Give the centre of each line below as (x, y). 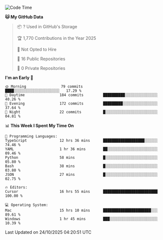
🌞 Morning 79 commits (44, 86)
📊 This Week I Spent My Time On (39, 126)
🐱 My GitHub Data (24, 17)
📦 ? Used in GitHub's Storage (47, 26)
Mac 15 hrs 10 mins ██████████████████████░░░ (81, 210)
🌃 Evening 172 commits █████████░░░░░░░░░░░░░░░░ (81, 103)
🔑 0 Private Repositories (41, 68)
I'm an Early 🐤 (19, 77)
